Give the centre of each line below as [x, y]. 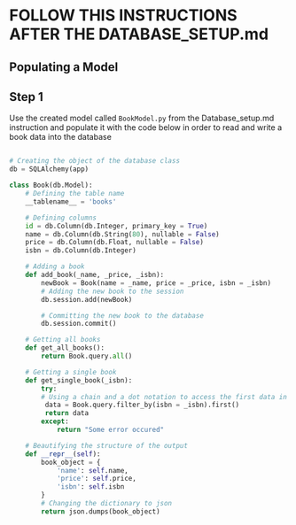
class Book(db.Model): [51, 185]
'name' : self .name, [92, 470]
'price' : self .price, [97, 479]
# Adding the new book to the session [113, 291]
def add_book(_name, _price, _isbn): [95, 275]
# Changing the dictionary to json [107, 504]
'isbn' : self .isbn [90, 487]
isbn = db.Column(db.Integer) [81, 251]
